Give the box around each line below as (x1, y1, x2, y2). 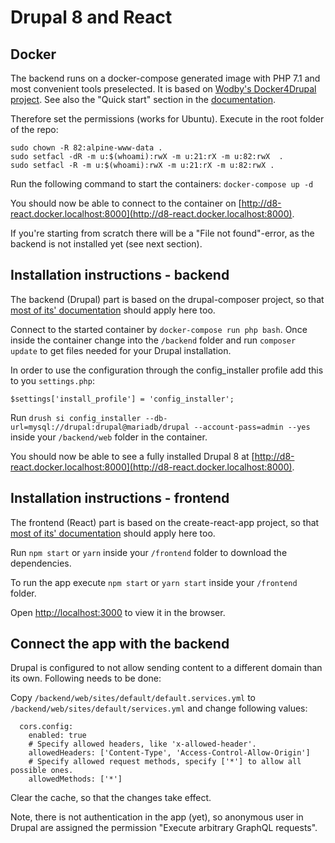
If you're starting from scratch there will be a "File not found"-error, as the (10, 227, 315, 239)
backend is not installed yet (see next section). (10, 238, 203, 250)
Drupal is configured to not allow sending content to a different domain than (10, 662, 323, 674)
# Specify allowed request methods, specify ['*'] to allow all (28, 757, 302, 767)
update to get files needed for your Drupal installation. (10, 344, 232, 356)
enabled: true (28, 731, 87, 741)
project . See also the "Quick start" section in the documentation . (10, 94, 277, 105)
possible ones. (10, 766, 74, 776)
